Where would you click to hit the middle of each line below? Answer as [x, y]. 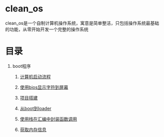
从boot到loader [35, 108]
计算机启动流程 [35, 76]
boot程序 [21, 66]
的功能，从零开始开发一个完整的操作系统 [47, 29]
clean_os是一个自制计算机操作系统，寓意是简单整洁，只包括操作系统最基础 [82, 23]
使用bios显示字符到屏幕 [44, 87]
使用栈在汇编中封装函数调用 [48, 119]
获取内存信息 [33, 130]
